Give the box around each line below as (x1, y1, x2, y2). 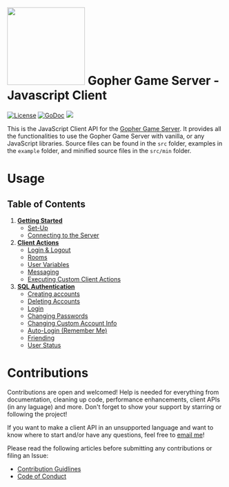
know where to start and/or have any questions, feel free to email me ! (7, 430, 205, 439)
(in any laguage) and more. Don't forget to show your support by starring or (7, 402, 222, 410)
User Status (27, 341, 61, 349)
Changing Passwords (27, 311, 88, 320)
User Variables (27, 260, 70, 268)
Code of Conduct (17, 472, 67, 480)
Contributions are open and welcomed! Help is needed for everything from (7, 388, 219, 396)
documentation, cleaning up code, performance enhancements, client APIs (7, 395, 221, 404)
